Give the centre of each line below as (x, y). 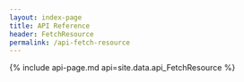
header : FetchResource (52, 34)
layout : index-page (46, 17)
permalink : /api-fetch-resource (70, 42)
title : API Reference (50, 26)
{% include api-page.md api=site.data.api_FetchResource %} (122, 68)
